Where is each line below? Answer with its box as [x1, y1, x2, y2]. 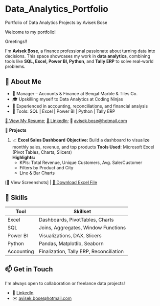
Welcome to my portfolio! [5, 29, 56, 35]
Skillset [73, 208, 91, 215]
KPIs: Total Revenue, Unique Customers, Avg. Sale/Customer [19, 160, 142, 165]
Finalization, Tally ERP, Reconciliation [39, 248, 124, 255]
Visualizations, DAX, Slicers [39, 232, 102, 239]
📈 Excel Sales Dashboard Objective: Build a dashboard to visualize [12, 137, 150, 143]
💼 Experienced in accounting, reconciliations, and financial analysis [12, 103, 148, 109]
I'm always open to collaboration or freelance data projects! [5, 281, 125, 286]
